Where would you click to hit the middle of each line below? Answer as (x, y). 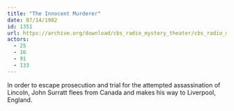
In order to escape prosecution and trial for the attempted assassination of (114, 85)
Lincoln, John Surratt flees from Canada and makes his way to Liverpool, (111, 92)
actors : (18, 40)
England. (20, 100)
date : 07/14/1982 (32, 20)
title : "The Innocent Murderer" (54, 14)
